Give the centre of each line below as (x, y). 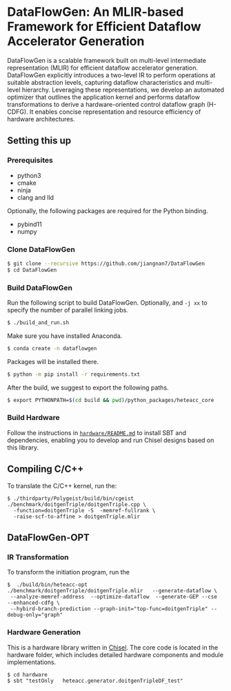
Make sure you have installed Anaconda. (65, 336)
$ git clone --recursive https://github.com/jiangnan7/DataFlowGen (106, 263)
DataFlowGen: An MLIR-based (96, 12)
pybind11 (30, 224)
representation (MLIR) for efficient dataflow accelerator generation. (103, 68)
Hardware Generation (44, 632)
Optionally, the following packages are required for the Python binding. (108, 210)
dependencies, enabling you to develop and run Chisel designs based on (111, 440)
